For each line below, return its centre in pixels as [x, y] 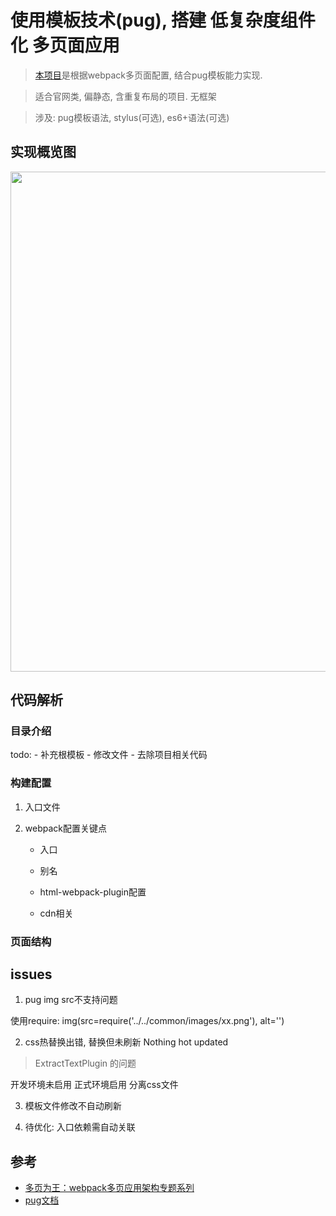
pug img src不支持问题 [71, 1000]
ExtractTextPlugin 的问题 [85, 1063]
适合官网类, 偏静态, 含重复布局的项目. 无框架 [125, 96]
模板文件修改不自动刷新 [73, 1106]
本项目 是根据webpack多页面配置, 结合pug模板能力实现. [148, 75]
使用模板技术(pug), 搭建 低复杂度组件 [163, 20]
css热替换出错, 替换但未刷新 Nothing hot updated [126, 1042]
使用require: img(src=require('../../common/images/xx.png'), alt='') [147, 1021]
